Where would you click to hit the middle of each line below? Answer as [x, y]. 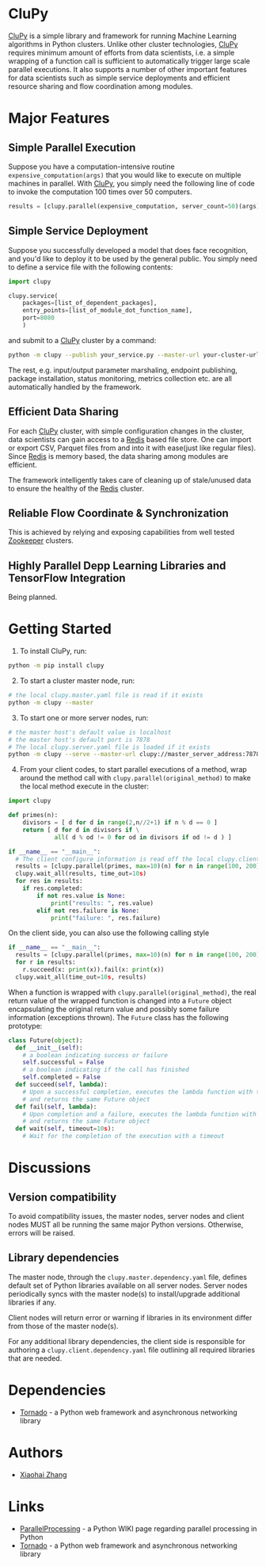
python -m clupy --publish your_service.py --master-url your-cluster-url [134, 355]
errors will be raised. [42, 1233]
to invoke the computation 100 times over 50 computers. [100, 192]
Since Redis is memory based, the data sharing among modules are [118, 456]
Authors [36, 1452]
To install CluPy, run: [53, 651]
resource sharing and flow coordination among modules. [101, 86]
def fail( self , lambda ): [56, 1106]
